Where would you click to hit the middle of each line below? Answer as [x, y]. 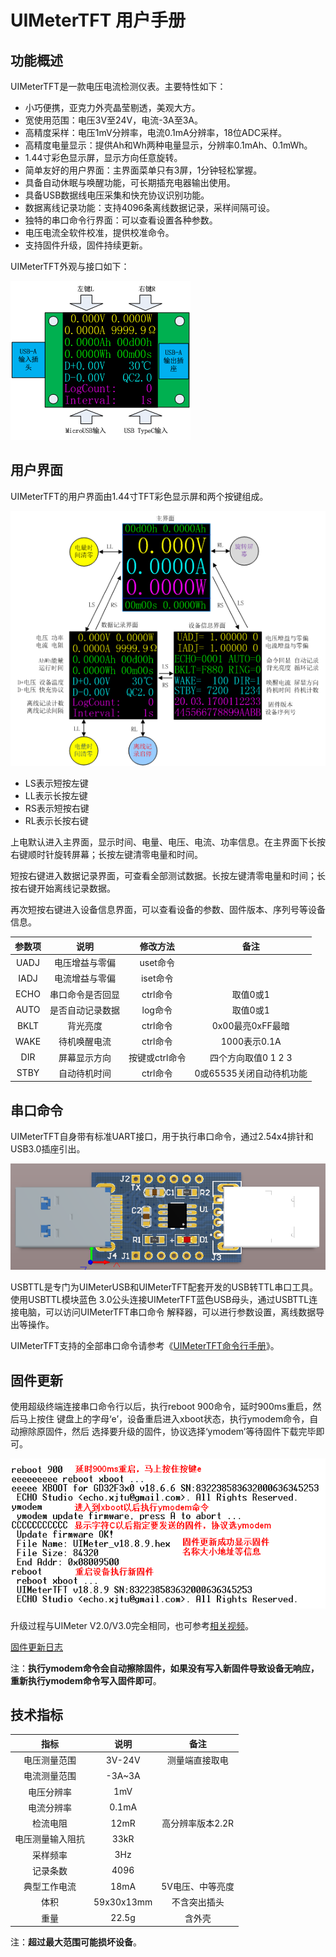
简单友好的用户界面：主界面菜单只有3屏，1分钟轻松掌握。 [143, 170]
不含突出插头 [198, 1902]
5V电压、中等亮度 [198, 1887]
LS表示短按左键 [56, 783]
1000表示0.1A [251, 1042]
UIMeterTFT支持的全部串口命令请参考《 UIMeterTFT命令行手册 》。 [145, 1346]
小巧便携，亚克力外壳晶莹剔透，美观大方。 [112, 107]
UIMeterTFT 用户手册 [98, 20]
